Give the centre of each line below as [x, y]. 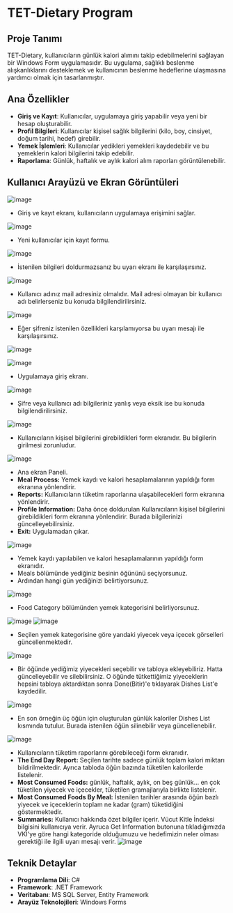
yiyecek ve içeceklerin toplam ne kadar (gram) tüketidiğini [100, 804]
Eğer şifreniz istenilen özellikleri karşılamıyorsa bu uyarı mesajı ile [111, 328]
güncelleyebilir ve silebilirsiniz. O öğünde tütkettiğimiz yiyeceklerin [112, 676]
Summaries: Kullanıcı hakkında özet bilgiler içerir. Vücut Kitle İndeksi [116, 819]
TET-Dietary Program [70, 13]
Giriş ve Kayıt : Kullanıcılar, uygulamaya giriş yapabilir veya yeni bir [112, 116]
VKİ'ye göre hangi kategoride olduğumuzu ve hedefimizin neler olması [118, 834]
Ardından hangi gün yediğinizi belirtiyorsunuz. [83, 581]
